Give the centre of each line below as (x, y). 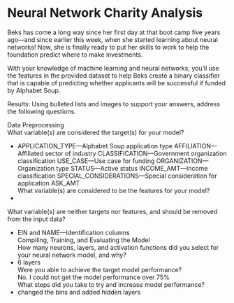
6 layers (29, 262)
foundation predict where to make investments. (75, 55)
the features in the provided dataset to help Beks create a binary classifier (114, 76)
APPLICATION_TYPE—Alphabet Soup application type (95, 146)
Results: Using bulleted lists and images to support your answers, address (114, 104)
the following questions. (42, 111)
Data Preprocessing (36, 125)
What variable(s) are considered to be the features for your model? (114, 190)
